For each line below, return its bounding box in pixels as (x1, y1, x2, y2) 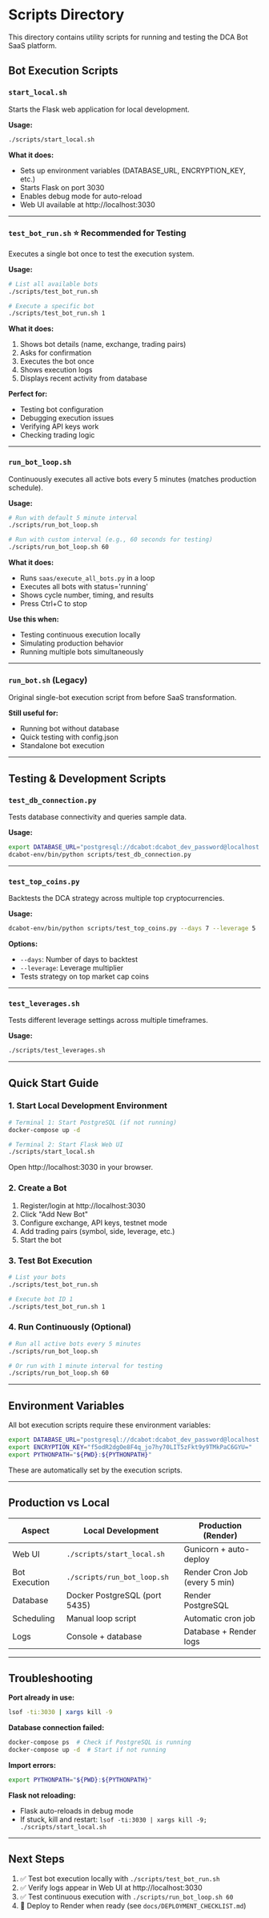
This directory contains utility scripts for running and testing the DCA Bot (8, 32, 248, 42)
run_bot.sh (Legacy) (8, 674, 88, 686)
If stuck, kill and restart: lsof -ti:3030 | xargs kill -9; (19, 1814, 207, 1824)
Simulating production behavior (19, 638, 124, 648)
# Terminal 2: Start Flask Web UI (8, 1140, 124, 1149)
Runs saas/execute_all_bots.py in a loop (19, 573, 155, 583)
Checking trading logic (19, 430, 95, 440)
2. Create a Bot (8, 1183, 67, 1194)
